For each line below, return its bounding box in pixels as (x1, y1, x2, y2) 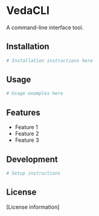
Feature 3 (14, 136, 39, 144)
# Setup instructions (6, 170, 61, 176)
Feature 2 (14, 130, 39, 138)
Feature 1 (14, 124, 38, 131)
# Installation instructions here (6, 57, 94, 64)
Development (6, 154, 59, 164)
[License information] (6, 203, 60, 211)
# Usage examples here (6, 91, 63, 97)
